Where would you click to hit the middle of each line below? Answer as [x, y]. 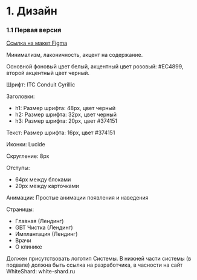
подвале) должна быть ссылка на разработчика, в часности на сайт [95, 265]
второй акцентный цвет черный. [48, 73]
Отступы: [18, 168]
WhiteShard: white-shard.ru [41, 272]
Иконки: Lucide [26, 145]
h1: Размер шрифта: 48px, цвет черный [65, 108]
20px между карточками [47, 186]
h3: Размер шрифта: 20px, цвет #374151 [66, 121]
